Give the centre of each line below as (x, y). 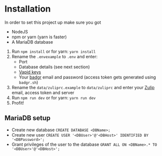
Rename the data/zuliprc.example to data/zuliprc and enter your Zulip (83, 87)
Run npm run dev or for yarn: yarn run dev (54, 97)
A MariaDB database (32, 42)
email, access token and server (43, 93)
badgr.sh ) (28, 82)
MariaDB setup (27, 118)
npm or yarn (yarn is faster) (39, 37)
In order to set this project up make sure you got (53, 22)
